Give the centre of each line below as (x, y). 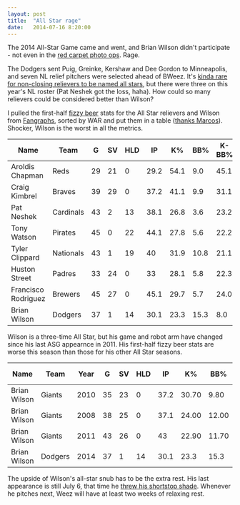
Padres (64, 274)
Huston (23, 270)
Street (21, 278)
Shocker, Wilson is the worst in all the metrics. (75, 128)
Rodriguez (28, 299)
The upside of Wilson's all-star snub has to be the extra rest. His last (108, 479)
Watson (24, 238)
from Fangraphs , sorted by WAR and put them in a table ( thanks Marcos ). (115, 121)
